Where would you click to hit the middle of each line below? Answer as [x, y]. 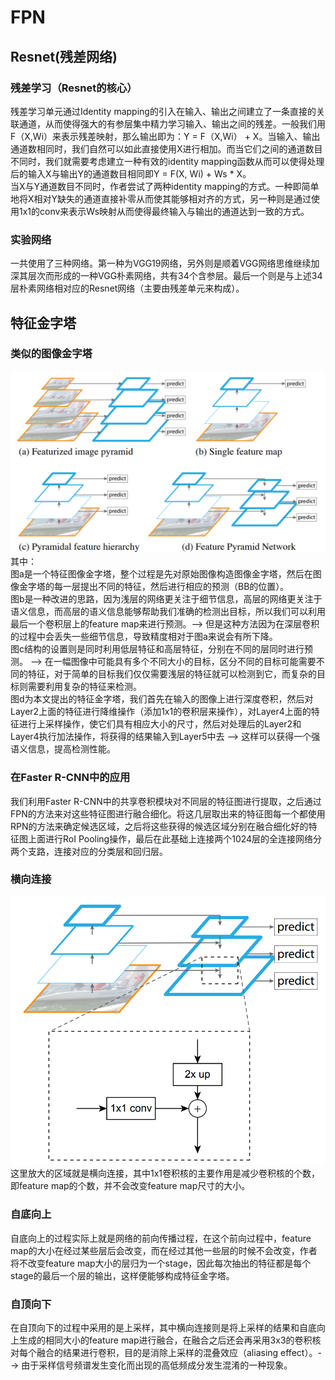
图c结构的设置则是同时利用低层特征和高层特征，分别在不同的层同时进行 [157, 649]
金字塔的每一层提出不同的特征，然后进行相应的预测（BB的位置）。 [154, 587]
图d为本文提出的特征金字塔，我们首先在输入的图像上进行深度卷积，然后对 [162, 699]
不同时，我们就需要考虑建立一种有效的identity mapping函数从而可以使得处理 [167, 161]
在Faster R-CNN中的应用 [70, 778]
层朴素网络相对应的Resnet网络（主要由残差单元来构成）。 [127, 288]
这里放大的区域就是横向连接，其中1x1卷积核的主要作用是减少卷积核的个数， [165, 1173]
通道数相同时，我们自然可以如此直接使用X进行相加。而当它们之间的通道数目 [166, 148]
